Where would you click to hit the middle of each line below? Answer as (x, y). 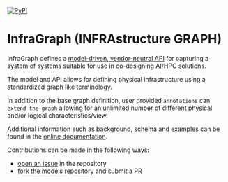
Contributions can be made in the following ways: (78, 150)
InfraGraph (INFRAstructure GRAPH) (114, 39)
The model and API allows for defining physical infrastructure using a (106, 79)
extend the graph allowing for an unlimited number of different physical (110, 108)
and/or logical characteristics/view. (58, 115)
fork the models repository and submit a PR (80, 171)
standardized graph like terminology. (60, 87)
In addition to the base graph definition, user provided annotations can (109, 100)
